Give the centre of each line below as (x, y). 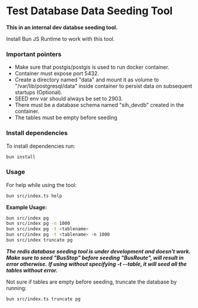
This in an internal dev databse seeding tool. (62, 27)
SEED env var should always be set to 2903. (69, 99)
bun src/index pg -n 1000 (38, 224)
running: (16, 288)
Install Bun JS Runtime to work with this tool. (60, 39)
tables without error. (32, 270)
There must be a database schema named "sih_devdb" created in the (99, 105)
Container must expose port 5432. (57, 74)
